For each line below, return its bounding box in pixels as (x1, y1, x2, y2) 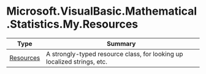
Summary (107, 39, 136, 48)
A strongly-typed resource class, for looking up (45, 50, 183, 58)
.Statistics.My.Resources (6, 17, 139, 31)
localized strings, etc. (45, 57, 107, 65)
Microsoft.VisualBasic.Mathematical (6, 4, 197, 18)
